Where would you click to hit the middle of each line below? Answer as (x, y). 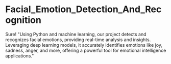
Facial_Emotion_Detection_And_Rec (83, 9)
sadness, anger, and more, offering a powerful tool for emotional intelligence (86, 50)
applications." (20, 56)
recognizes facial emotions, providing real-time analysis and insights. (78, 40)
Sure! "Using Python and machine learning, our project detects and (76, 34)
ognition (23, 20)
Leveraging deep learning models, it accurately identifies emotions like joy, (84, 45)
